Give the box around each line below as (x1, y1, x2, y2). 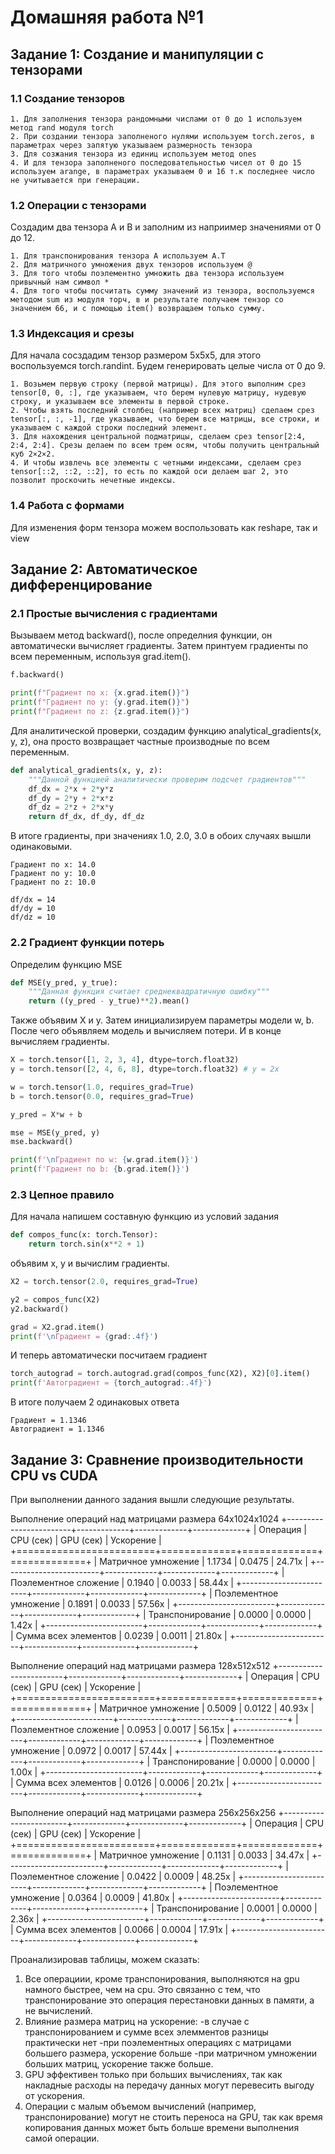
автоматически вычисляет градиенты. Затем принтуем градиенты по (10, 640, 309, 652)
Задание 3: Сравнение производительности (10, 1451, 304, 1468)
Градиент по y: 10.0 (10, 869, 97, 879)
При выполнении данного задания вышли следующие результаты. (10, 1493, 295, 1505)
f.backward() (10, 670, 65, 680)
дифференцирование (10, 577, 153, 594)
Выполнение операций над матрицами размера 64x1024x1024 (10, 1512, 280, 1525)
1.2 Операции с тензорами (10, 198, 147, 212)
